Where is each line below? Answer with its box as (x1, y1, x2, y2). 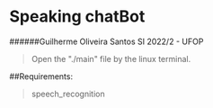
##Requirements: (9, 70, 74, 82)
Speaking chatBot (9, 6, 146, 27)
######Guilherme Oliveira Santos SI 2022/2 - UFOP (9, 36, 204, 47)
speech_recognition (31, 88, 105, 99)
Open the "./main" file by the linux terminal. (31, 53, 191, 64)
